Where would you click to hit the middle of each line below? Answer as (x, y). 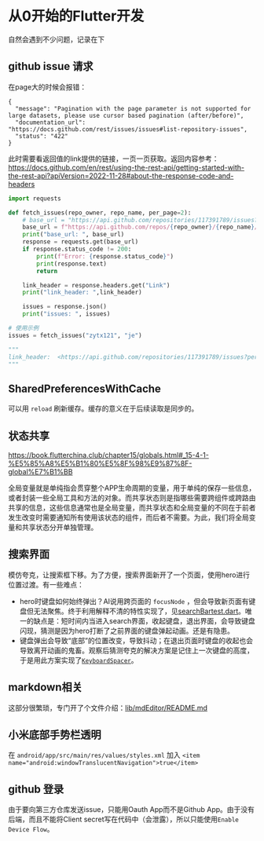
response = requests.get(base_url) (81, 242)
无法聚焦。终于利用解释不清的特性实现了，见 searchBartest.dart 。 (139, 611)
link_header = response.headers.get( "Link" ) (96, 285)
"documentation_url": (51, 122)
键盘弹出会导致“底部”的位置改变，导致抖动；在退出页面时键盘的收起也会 (136, 640)
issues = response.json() (65, 307)
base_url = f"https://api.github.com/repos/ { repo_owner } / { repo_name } (139, 227)
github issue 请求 (51, 66)
